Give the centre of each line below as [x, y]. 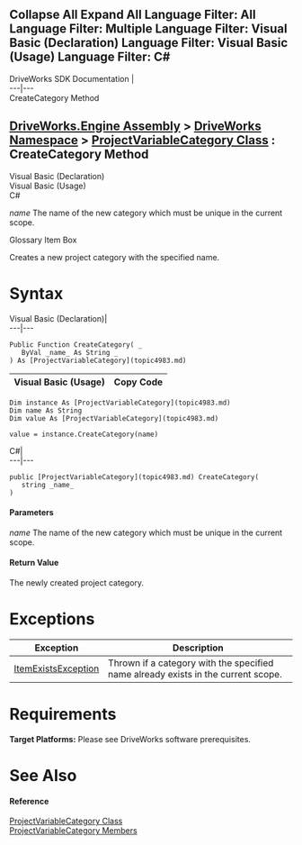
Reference [29, 801]
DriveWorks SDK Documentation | [72, 78]
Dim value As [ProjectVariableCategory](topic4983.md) [114, 418]
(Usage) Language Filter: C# [90, 57]
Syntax [36, 293]
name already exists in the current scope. [195, 674]
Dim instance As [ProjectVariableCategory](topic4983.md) [120, 403]
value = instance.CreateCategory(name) [84, 434]
